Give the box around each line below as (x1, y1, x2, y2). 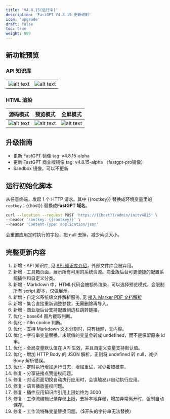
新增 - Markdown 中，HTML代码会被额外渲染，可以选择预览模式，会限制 (13, 282, 165, 288)
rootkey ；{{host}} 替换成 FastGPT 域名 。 (6, 202, 90, 208)
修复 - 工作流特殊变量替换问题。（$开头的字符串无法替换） (13, 408, 134, 414)
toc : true (6, 26, 27, 31)
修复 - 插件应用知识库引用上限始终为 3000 (13, 389, 102, 396)
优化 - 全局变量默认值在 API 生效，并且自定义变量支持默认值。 (13, 345, 143, 351)
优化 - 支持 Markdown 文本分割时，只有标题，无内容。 (13, 326, 127, 332)
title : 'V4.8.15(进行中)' (6, 7, 58, 13)
